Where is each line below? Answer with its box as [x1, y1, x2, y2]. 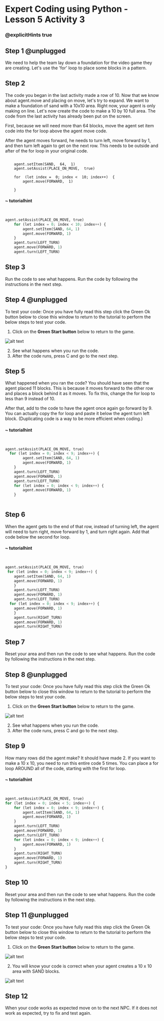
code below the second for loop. [5, 534, 71, 540]
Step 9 [5, 742, 25, 751]
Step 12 [5, 992, 28, 1000]
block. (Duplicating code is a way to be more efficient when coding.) [5, 416, 143, 421]
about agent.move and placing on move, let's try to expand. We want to [5, 97, 149, 103]
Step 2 [5, 79, 25, 88]
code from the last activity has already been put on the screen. [5, 113, 132, 119]
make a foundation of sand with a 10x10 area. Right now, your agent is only [5, 102, 156, 109]
